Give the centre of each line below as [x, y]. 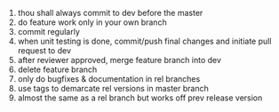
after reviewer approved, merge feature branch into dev [120, 60]
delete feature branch [57, 69]
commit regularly [48, 32]
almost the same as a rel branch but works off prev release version [140, 98]
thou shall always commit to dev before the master [110, 13]
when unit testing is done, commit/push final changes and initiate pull [144, 41]
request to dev [44, 51]
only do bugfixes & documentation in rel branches [109, 79]
